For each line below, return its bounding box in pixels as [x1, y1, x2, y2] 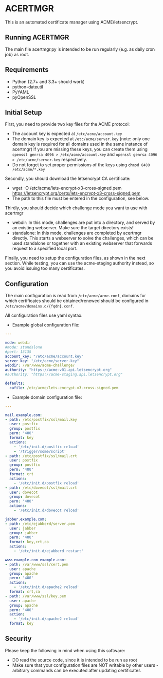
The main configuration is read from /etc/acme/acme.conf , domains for [5, 293, 146, 299]
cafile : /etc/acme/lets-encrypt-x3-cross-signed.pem [9, 385, 119, 390]
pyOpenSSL [12, 94, 36, 100]
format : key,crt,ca [9, 540, 49, 545]
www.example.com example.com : [5, 557, 67, 562]
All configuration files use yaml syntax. [5, 312, 83, 318]
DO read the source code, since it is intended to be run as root [12, 657, 137, 663]
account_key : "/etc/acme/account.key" [5, 354, 84, 359]
